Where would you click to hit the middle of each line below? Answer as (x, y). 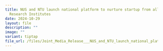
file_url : (15, 41)
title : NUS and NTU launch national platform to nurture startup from (78, 9)
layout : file (18, 23)
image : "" (15, 32)
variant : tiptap (21, 37)
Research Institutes (30, 14)
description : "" (21, 28)
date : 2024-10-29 (23, 18)
